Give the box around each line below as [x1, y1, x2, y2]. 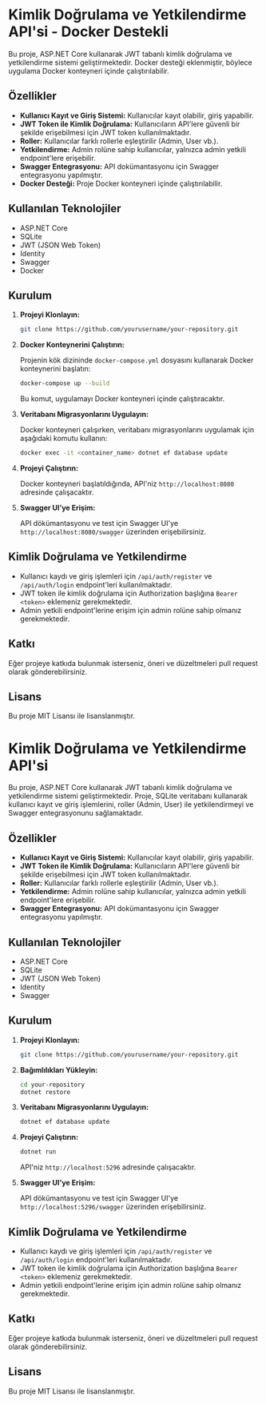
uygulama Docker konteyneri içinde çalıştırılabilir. [8, 66, 169, 75]
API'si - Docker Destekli [8, 22, 169, 41]
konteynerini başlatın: [19, 364, 91, 374]
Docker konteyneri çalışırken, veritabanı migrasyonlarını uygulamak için [19, 425, 254, 435]
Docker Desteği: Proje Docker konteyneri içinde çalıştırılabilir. [19, 179, 223, 188]
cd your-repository [19, 1081, 85, 1089]
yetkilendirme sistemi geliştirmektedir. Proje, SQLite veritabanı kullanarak [8, 791, 248, 801]
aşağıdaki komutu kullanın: [19, 434, 108, 443]
